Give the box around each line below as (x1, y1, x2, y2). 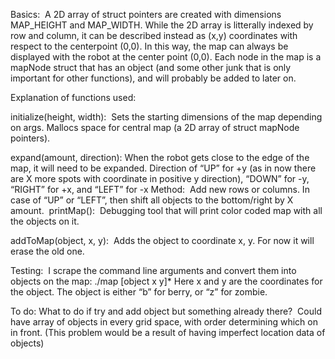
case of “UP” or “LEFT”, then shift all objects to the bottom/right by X (10, 194, 294, 206)
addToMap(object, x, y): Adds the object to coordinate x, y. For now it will (10, 235, 315, 246)
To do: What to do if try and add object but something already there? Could (10, 305, 322, 317)
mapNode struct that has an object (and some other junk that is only (10, 62, 292, 73)
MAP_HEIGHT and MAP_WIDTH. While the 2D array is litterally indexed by (10, 19, 314, 31)
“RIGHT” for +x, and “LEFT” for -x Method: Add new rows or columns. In (10, 184, 310, 195)
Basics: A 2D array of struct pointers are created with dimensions (10, 9, 282, 20)
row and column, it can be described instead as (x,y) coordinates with (10, 30, 298, 41)
